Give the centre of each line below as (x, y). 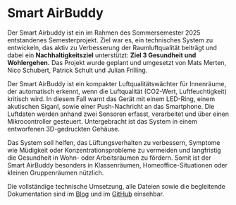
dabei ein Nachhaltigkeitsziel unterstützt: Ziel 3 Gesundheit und (102, 55)
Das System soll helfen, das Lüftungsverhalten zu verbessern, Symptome (114, 142)
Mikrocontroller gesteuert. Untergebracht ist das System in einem (102, 121)
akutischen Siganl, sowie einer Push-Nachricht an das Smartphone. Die (111, 106)
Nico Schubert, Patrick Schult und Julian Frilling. (77, 70)
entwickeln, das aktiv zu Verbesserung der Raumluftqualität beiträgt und (112, 47)
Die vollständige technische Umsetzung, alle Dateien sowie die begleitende (116, 186)
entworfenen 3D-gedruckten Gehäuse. (64, 129)
